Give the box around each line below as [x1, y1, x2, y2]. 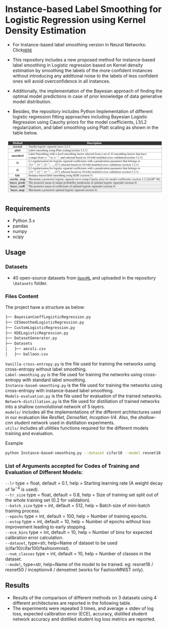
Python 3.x [12, 218, 35, 224]
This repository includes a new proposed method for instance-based [12, 56, 155, 62]
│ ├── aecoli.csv [5, 346, 46, 352]
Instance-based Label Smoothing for [5, 4, 162, 15]
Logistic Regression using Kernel [5, 14, 146, 26]
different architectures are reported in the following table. [12, 600, 132, 606]
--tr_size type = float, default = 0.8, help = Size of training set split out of [5, 492, 158, 498]
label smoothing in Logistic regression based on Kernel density [12, 62, 143, 68]
